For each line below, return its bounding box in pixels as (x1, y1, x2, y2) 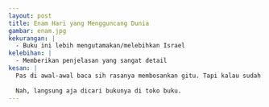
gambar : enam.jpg (8, 27, 67, 35)
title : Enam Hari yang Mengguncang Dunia (8, 19, 150, 27)
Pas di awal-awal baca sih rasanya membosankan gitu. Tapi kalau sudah (15, 72, 262, 80)
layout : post (8, 11, 52, 20)
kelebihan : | (8, 49, 52, 57)
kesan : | (8, 64, 38, 72)
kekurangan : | (8, 34, 56, 43)
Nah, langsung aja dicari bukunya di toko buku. (15, 86, 182, 95)
